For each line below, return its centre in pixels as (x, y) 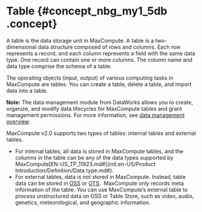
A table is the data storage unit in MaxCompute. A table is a (80, 40)
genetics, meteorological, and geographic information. (83, 202)
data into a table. (27, 90)
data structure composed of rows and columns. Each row (109, 47)
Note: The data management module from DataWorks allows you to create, (100, 102)
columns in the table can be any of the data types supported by (94, 157)
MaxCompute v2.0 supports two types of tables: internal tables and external (101, 133)
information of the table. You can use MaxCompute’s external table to (101, 189)
